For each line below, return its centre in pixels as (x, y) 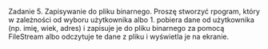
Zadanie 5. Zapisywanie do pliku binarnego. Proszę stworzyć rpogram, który (134, 11)
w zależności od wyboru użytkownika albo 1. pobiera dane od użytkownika (131, 20)
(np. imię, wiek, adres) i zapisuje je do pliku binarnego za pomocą (116, 28)
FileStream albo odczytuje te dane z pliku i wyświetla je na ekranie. (119, 36)
